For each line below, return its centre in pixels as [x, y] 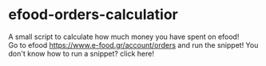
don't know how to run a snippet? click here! [81, 53]
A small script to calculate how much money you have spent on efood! [124, 37]
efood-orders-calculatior [93, 15]
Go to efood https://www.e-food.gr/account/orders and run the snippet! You [133, 45]
